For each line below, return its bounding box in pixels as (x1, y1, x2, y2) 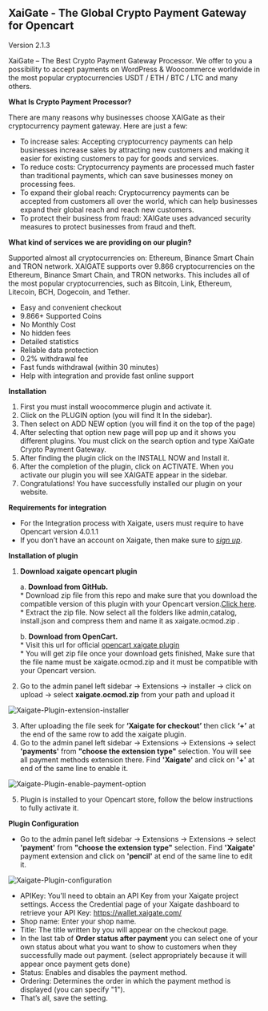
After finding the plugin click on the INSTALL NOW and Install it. (19, 453, 230, 462)
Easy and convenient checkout (19, 302, 122, 312)
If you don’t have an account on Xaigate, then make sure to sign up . (19, 535, 242, 545)
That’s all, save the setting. (19, 993, 108, 1002)
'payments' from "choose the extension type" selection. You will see (19, 746, 252, 756)
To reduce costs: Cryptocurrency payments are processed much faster (19, 162, 254, 172)
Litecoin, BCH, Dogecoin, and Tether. (8, 286, 130, 296)
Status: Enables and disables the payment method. (19, 967, 188, 977)
